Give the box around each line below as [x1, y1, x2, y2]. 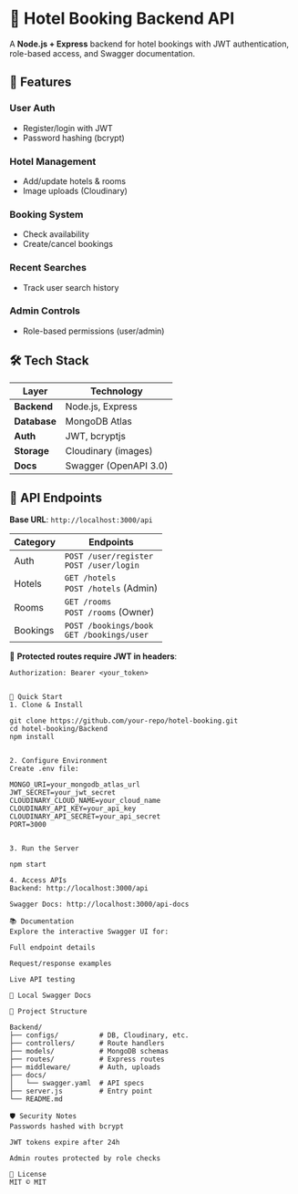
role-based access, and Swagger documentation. [9, 47, 196, 58]
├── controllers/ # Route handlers [9, 1039, 166, 1048]
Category [14, 536, 57, 549]
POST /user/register [64, 551, 154, 561]
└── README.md [9, 1095, 64, 1104]
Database [14, 415, 57, 427]
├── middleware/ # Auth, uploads [9, 1063, 161, 1072]
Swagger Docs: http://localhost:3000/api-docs [9, 900, 190, 910]
